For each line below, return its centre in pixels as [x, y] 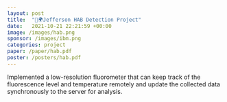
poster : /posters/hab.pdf [44, 58]
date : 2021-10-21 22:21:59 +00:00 [59, 26]
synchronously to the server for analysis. [65, 91]
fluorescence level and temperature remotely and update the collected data [114, 84]
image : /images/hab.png [41, 32]
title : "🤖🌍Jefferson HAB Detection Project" [74, 20]
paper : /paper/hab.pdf [39, 52]
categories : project [37, 45]
